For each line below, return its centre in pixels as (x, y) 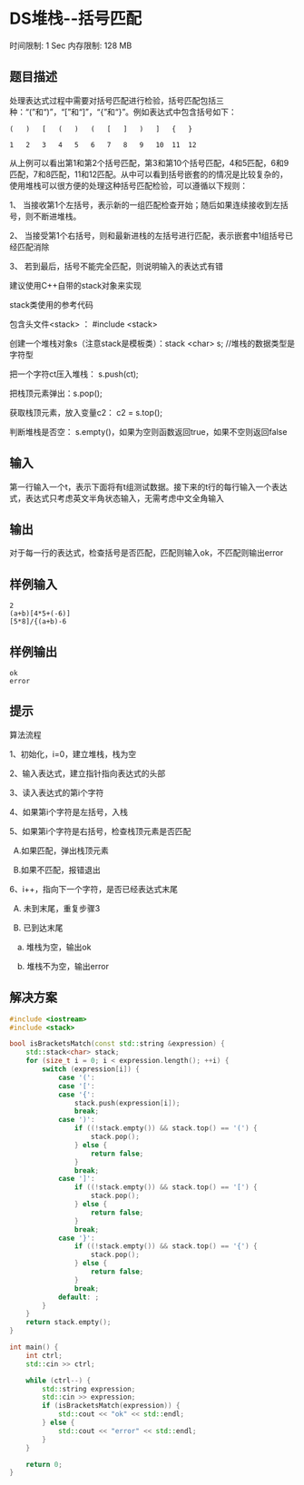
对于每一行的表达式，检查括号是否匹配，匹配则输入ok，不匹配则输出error (147, 553)
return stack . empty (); (69, 1323)
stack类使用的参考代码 (51, 304)
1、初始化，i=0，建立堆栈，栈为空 (73, 753)
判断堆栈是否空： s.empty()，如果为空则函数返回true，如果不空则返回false (148, 431)
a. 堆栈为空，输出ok (54, 947)
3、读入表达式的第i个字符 (57, 792)
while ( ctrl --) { (59, 1381)
